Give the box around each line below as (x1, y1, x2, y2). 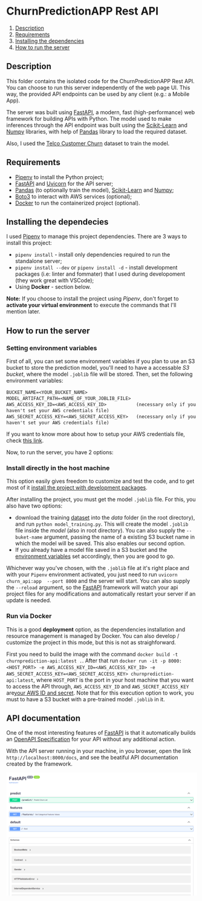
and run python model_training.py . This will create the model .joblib (15, 520, 189, 528)
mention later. (6, 308, 41, 315)
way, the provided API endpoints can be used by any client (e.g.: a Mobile (6, 90, 190, 98)
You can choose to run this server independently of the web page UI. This (6, 84, 191, 91)
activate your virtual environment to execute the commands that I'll (6, 302, 177, 309)
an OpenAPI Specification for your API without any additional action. (6, 736, 176, 743)
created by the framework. (6, 760, 73, 767)
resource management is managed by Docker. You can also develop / (6, 632, 180, 639)
